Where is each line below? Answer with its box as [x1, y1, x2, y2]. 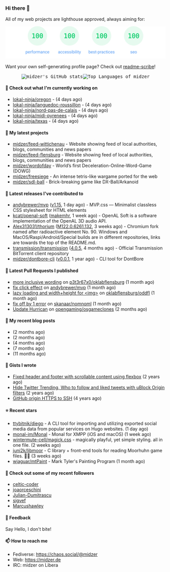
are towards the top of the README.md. [12, 239, 97, 246]
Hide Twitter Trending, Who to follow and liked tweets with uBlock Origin [12, 384, 165, 390]
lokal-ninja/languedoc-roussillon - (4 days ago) [12, 101, 112, 107]
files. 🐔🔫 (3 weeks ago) [12, 453, 62, 459]
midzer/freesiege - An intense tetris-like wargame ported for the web [12, 173, 158, 180]
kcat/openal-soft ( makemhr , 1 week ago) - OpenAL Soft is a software [12, 212, 157, 219]
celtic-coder [12, 481, 39, 487]
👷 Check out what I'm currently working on [5, 85, 98, 91]
